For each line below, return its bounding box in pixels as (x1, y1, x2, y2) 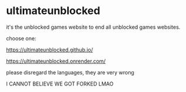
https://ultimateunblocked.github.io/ (6, 46, 93, 53)
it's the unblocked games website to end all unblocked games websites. (6, 23, 181, 30)
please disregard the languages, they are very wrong (6, 69, 134, 76)
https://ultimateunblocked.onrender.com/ (6, 57, 106, 64)
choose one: (6, 35, 36, 42)
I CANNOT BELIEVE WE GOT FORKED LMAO (6, 80, 114, 87)
